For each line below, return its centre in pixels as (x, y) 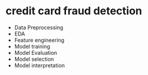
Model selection (34, 59)
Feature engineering (39, 40)
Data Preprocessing (39, 27)
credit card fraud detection (74, 11)
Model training (32, 46)
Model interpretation (40, 65)
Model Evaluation (36, 52)
